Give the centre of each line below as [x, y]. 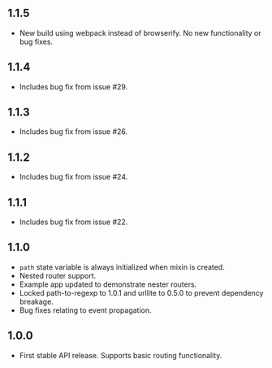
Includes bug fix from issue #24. [73, 177]
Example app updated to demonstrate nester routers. [108, 284]
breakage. [36, 301]
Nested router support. [58, 275]
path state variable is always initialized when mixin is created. [122, 266]
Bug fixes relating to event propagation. [85, 310]
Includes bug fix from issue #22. [73, 222]
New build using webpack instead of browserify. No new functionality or [140, 32]
